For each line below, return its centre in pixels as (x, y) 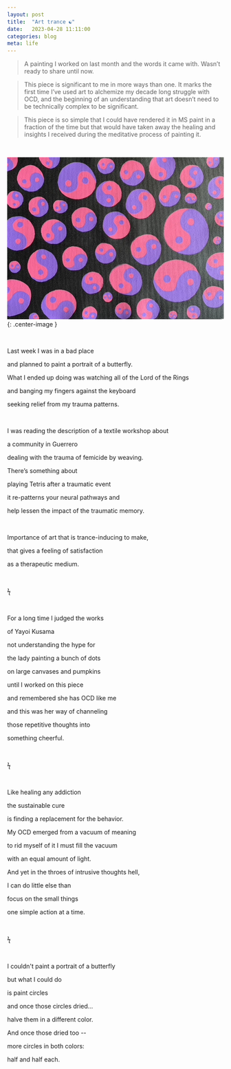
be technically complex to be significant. (81, 107)
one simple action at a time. (46, 912)
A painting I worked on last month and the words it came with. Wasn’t (122, 64)
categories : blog (32, 36)
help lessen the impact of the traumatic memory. (76, 511)
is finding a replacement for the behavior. (65, 819)
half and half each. (34, 1059)
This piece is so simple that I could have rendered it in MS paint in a (119, 120)
